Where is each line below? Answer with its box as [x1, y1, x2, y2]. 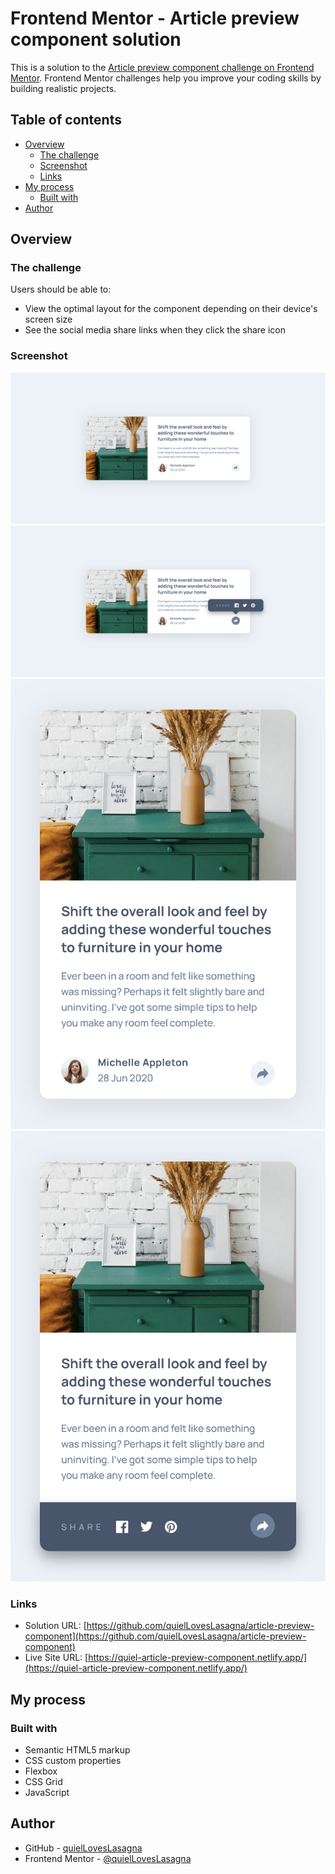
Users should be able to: [10, 283, 112, 296]
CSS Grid [24, 1775, 63, 1787]
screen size [24, 313, 73, 326]
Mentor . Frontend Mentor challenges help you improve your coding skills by [10, 72, 322, 84]
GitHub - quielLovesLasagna [24, 1842, 143, 1854]
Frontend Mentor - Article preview [10, 7, 300, 30]
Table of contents [10, 112, 122, 129]
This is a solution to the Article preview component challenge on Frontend [10, 61, 315, 73]
